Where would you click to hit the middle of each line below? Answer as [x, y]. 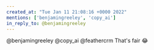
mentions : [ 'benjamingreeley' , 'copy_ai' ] [61, 18]
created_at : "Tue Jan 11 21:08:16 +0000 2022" [67, 12]
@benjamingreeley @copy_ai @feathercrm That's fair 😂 [77, 41]
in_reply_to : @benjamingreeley [46, 23]
